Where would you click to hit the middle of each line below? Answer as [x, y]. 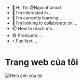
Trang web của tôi [42, 62]
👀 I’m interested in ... [32, 13]
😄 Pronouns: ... [28, 35]
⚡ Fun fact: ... [25, 41]
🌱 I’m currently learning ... [38, 18]
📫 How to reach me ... [34, 28]
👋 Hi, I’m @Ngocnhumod [36, 8]
